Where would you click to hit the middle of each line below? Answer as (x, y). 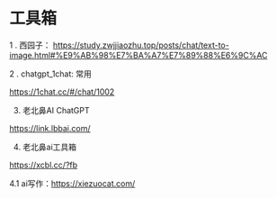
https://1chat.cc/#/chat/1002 (62, 92)
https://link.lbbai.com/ (50, 128)
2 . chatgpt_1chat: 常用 (51, 74)
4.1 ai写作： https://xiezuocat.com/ (72, 183)
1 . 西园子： (30, 45)
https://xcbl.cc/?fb (44, 165)
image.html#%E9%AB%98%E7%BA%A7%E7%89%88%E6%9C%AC (138, 55)
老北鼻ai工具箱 (49, 147)
